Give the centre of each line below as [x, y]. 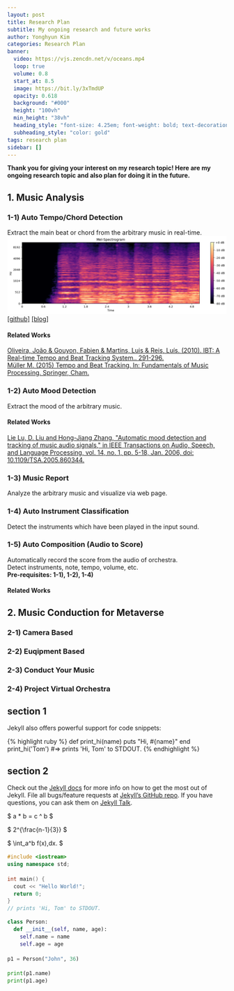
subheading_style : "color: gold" [62, 133]
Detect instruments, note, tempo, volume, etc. [73, 567]
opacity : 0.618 [36, 96]
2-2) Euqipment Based [46, 651]
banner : [18, 52]
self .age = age [42, 944]
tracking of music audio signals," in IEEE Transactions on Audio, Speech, [111, 445]
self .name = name [45, 937]
